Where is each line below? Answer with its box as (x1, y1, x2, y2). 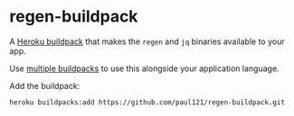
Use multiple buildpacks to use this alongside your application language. (9, 63, 280, 74)
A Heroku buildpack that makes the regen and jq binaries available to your (9, 36, 285, 47)
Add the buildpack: (9, 80, 81, 91)
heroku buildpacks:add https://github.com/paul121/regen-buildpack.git (9, 97, 285, 107)
